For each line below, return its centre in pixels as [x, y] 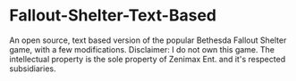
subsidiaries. [33, 69]
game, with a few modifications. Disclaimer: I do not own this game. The [142, 49]
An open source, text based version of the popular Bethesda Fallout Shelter [148, 40]
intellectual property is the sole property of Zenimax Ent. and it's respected [148, 59]
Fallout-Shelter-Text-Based [113, 16]
